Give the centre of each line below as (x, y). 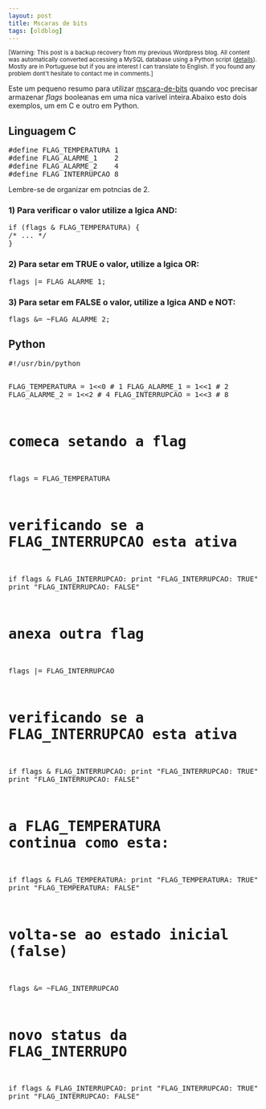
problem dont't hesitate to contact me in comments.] (81, 74)
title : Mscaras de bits (48, 23)
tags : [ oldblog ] (35, 31)
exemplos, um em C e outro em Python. (74, 106)
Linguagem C (42, 131)
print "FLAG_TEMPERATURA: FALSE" (74, 888)
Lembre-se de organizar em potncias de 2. (79, 190)
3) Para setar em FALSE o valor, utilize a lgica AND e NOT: (122, 302)
